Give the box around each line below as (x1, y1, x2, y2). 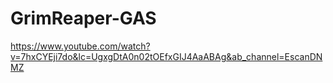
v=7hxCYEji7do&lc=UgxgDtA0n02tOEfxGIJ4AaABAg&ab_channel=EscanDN (10, 50, 323, 62)
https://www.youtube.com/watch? (10, 40, 151, 52)
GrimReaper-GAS (10, 7, 157, 30)
